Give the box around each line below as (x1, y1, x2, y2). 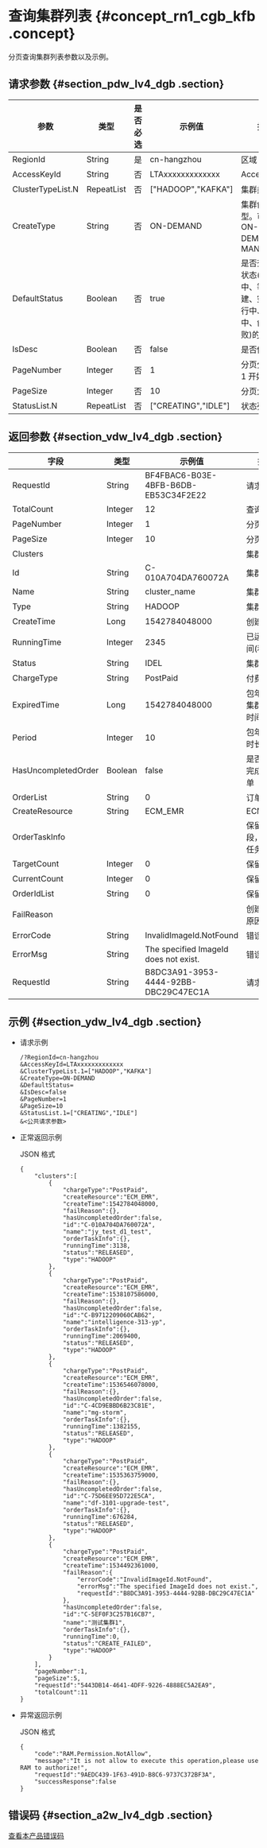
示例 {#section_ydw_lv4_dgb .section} (8, 1015, 203, 1029)
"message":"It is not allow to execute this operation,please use (34, 1757, 259, 1765)
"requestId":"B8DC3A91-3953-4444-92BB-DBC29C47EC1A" (76, 1590, 256, 1598)
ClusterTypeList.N (12, 184, 79, 195)
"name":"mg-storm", (62, 1408, 127, 1417)
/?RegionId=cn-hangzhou (19, 1054, 99, 1062)
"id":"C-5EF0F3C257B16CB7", (62, 1610, 156, 1618)
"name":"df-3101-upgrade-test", (62, 1499, 170, 1507)
